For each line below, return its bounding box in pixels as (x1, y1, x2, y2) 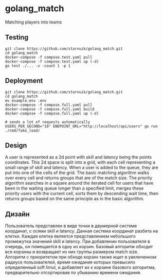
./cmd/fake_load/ (5, 128, 40, 133)
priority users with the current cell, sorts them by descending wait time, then (5, 191, 159, 196)
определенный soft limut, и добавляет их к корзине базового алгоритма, (5, 264, 156, 270)
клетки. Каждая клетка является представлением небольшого (5, 233, 136, 239)
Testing (5, 33, 29, 42)
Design (5, 141, 27, 150)
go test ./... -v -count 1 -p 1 (5, 63, 71, 68)
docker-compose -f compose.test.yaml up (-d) (5, 59, 99, 64)
